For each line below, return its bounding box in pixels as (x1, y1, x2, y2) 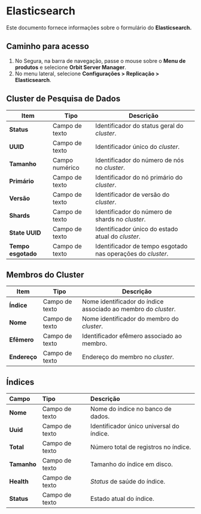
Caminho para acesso (6, 41, 90, 51)
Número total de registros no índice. (90, 443, 191, 451)
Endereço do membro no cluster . (81, 353, 175, 361)
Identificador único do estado (95, 224, 178, 233)
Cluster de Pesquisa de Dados (6, 94, 121, 104)
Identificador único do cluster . (95, 142, 180, 151)
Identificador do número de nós (95, 156, 184, 164)
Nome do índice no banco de (90, 405, 172, 413)
